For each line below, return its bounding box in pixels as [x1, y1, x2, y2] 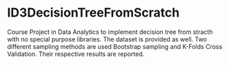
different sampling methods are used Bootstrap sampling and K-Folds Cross [7, 42, 223, 50]
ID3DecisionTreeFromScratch [7, 5, 180, 21]
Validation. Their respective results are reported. [7, 50, 145, 58]
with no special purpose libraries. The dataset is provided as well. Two [7, 35, 207, 43]
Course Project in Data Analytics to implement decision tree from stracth [7, 28, 213, 36]
